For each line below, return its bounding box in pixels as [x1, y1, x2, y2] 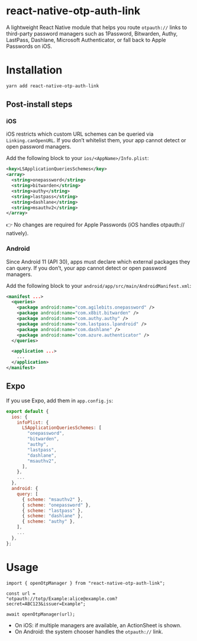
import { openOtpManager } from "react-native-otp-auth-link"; [6, 580, 166, 586]
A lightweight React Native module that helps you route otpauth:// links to [6, 24, 188, 31]
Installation [6, 63, 63, 77]
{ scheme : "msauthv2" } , [21, 496, 83, 502]
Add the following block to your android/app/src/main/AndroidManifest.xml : [6, 282, 192, 289]
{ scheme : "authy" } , [21, 518, 76, 525]
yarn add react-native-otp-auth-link [6, 83, 99, 89]
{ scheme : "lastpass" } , [21, 508, 83, 514]
